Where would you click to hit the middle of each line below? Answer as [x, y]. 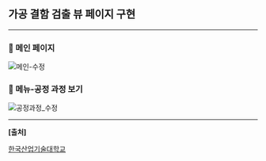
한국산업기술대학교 [37, 149]
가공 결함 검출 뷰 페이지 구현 [72, 14]
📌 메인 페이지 [32, 48]
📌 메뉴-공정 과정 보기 [46, 90]
